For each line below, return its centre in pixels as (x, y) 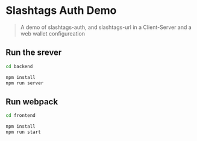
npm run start (23, 132)
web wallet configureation (53, 33)
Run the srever (34, 53)
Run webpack (32, 102)
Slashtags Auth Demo (61, 11)
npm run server (25, 83)
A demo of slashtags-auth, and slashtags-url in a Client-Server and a (106, 27)
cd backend (19, 66)
